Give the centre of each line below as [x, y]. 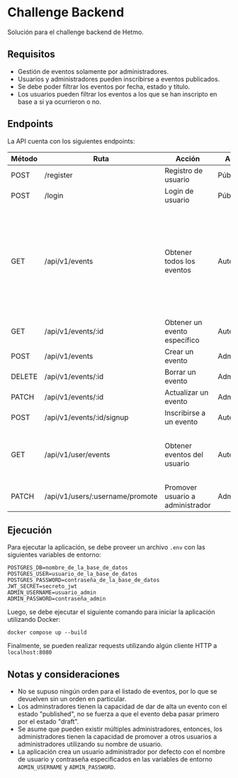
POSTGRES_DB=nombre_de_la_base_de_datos [68, 568]
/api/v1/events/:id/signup [86, 417]
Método [24, 158]
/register [58, 175]
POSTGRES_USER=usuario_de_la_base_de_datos [73, 574]
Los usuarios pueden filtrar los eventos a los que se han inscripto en [117, 94]
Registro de [184, 170]
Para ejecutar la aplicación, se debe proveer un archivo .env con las [106, 547]
